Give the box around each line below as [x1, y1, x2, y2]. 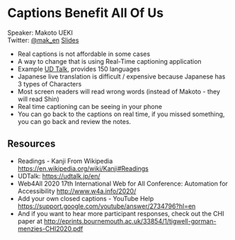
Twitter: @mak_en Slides [7, 35, 79, 44]
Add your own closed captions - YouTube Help [17, 194, 154, 202]
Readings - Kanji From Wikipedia [17, 156, 113, 165]
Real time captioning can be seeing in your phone [17, 102, 163, 110]
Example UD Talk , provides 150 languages [17, 64, 140, 73]
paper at [17, 217, 42, 225]
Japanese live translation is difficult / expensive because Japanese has [17, 72, 226, 81]
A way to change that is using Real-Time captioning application [17, 57, 202, 65]
